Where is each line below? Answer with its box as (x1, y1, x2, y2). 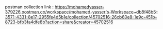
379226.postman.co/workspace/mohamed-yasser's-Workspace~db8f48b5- (5, 9, 158, 15)
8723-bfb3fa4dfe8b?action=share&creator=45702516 (5, 19, 114, 25)
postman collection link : (5, 4, 54, 10)
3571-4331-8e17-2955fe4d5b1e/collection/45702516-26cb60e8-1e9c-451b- (5, 14, 157, 19)
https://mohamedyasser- (54, 4, 104, 10)
